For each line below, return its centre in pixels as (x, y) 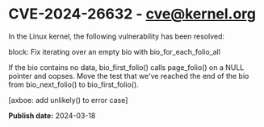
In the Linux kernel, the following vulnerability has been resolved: (116, 36)
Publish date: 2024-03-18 (52, 115)
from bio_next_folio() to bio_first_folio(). (73, 84)
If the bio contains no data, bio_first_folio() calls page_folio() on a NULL (126, 67)
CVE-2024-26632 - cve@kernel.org (132, 14)
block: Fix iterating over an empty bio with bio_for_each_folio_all (114, 51)
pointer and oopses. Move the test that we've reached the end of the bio (129, 76)
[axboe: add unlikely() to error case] (68, 100)
